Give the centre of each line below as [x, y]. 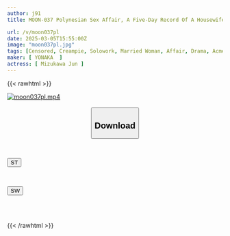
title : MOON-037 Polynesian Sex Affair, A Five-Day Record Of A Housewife [116, 20]
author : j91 [24, 13]
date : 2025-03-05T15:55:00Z [47, 38]
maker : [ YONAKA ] [35, 58]
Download [115, 126]
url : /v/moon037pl [33, 32]
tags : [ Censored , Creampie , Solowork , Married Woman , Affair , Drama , [108, 51]
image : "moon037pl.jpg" [41, 45]
